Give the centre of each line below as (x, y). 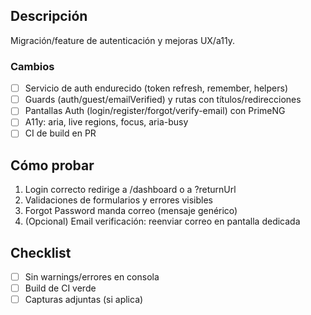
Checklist (41, 252)
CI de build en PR (60, 133)
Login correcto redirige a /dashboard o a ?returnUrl (130, 190)
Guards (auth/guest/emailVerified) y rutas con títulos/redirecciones (163, 100)
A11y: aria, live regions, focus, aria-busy (106, 122)
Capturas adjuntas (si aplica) (84, 300)
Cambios (32, 66)
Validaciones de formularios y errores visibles (118, 200)
